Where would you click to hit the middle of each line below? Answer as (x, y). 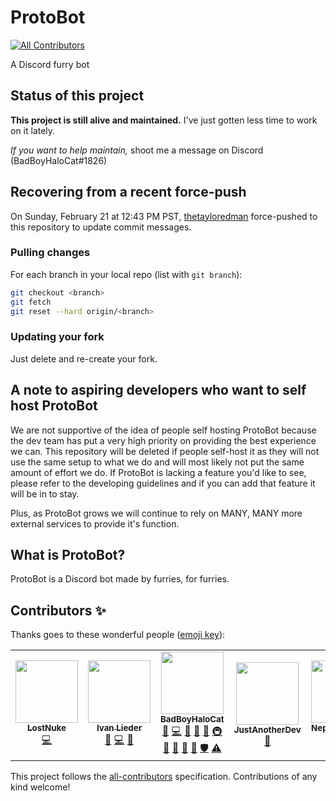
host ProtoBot (54, 406)
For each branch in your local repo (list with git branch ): (126, 274)
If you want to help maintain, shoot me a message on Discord (137, 150)
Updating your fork (57, 337)
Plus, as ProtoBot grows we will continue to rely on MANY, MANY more (156, 513)
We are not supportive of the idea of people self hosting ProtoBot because (163, 430)
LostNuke (47, 727)
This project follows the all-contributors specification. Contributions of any (164, 777)
